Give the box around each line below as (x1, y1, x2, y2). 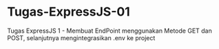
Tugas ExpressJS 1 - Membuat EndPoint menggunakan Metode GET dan (7, 27, 212, 35)
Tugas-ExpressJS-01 (7, 4, 131, 20)
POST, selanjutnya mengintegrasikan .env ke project (7, 33, 156, 42)
